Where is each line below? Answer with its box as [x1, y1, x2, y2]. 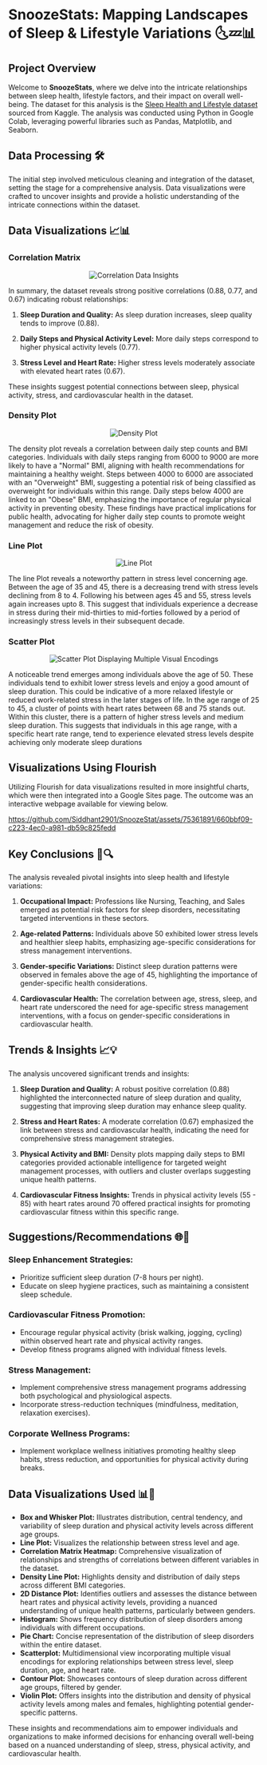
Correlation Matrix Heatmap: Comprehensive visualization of [19, 1547, 222, 1556]
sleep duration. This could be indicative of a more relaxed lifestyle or [8, 687, 234, 696]
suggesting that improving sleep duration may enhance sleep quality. [19, 1101, 247, 1110]
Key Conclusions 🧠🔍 [8, 847, 114, 861]
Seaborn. [8, 126, 38, 134]
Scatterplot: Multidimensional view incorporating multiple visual [19, 1648, 231, 1658]
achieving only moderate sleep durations [8, 738, 143, 747]
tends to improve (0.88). [19, 318, 100, 328]
